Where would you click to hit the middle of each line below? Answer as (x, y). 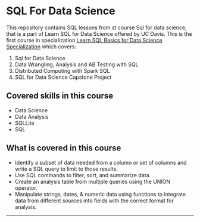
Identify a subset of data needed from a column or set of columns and (101, 162)
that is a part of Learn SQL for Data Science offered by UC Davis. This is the (99, 33)
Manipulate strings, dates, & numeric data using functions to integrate (100, 194)
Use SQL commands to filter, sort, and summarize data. (83, 175)
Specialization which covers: (41, 47)
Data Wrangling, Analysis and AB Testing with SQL (76, 64)
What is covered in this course (64, 148)
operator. (26, 188)
